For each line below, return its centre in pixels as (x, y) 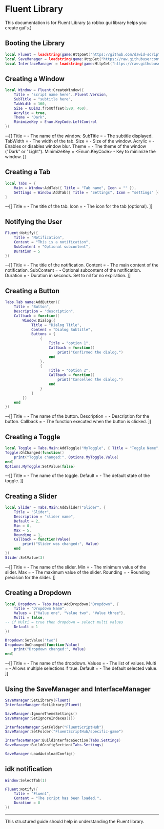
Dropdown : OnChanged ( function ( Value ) (42, 645)
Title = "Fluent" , (32, 794)
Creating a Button (32, 291)
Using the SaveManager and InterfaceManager (78, 689)
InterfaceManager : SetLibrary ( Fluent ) (43, 705)
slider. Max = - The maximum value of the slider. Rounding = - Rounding (78, 572)
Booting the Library (35, 43)
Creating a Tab (28, 172)
